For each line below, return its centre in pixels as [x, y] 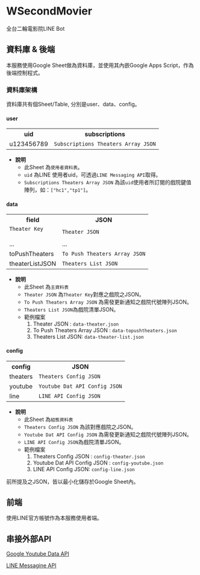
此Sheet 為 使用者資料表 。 [53, 167]
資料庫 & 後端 [31, 50]
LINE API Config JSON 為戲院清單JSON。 [74, 442]
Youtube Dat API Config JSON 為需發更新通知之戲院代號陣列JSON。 [108, 434]
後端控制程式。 [25, 72]
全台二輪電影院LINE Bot [36, 28]
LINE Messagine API [31, 565]
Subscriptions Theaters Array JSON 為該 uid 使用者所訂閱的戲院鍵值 [108, 182]
